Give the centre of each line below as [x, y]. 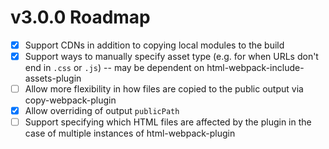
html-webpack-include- [255, 68]
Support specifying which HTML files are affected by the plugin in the [168, 122]
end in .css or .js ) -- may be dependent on [114, 68]
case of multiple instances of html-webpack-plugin [130, 133]
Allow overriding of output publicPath [102, 111]
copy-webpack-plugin [70, 100]
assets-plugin [53, 78]
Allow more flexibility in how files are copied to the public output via [164, 89]
